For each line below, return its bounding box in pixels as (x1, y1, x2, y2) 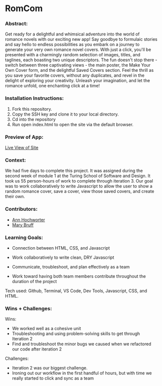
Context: (5, 157, 26, 163)
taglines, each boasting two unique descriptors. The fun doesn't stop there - (5, 57, 158, 63)
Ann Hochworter (12, 217, 45, 222)
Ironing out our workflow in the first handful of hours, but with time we (12, 370, 152, 376)
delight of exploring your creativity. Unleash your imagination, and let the (5, 78, 150, 84)
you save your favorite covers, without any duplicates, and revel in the (5, 72, 145, 78)
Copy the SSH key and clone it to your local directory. (12, 111, 119, 117)
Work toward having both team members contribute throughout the (12, 273, 146, 279)
